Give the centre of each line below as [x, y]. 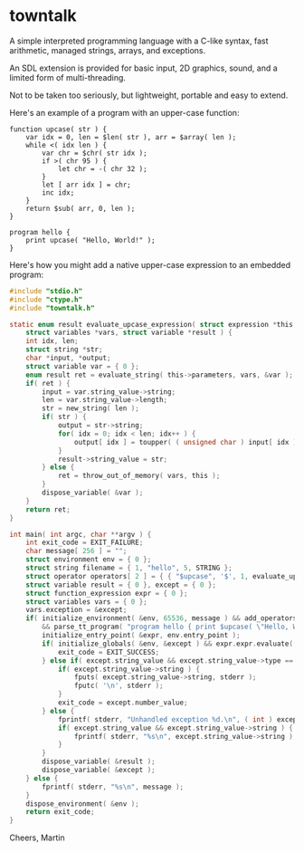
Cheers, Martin [37, 838]
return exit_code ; [60, 812]
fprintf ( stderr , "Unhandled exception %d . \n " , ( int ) [165, 719]
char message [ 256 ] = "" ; [76, 551]
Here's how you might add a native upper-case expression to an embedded [150, 264]
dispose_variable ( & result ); [99, 761]
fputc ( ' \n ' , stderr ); [119, 686]
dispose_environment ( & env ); [83, 804]
